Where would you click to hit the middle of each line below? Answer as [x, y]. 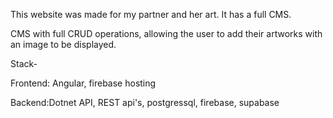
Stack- [24, 63]
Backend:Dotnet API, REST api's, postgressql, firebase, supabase [145, 102]
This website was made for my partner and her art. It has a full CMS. [151, 14]
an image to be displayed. [63, 44]
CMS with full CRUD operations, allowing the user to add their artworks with [166, 33]
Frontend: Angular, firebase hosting [83, 83]
